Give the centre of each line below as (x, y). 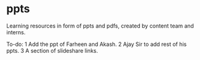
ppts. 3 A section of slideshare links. (52, 50)
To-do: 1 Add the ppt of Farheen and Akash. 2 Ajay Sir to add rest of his (97, 44)
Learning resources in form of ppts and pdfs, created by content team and (100, 26)
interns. (16, 32)
